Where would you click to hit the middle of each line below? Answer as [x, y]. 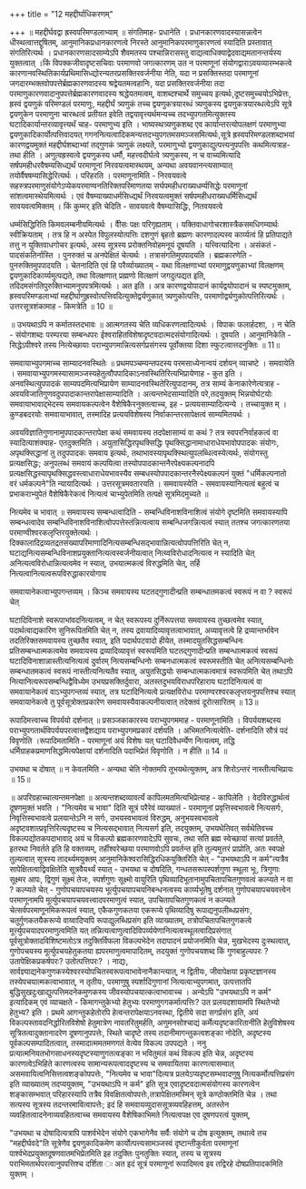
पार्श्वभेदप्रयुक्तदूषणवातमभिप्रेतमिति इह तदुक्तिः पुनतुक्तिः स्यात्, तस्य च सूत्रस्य [116, 1154]
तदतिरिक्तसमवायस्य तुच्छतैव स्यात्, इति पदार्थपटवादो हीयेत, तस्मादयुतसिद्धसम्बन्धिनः [127, 640]
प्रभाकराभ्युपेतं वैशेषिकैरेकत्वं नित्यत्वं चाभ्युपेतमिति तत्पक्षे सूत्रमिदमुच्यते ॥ [109, 494]
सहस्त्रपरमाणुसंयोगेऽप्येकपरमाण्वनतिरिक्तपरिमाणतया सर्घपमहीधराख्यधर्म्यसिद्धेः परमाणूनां [128, 186]
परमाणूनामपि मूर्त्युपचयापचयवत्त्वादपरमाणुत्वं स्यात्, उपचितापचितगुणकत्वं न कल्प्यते [123, 900]
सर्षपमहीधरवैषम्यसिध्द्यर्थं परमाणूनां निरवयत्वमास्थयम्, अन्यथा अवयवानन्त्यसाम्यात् [121, 165]
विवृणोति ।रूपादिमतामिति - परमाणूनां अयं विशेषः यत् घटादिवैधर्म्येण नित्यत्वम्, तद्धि [122, 741]
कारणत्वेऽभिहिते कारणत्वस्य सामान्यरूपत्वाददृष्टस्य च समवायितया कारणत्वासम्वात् [122, 1063]
